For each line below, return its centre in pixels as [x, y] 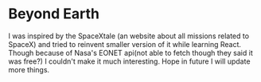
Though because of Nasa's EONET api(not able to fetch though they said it [130, 53]
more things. [29, 69]
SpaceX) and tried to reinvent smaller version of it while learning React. [125, 44]
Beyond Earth [54, 14]
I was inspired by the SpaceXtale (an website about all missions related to [129, 36]
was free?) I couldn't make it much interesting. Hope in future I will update [129, 61]
